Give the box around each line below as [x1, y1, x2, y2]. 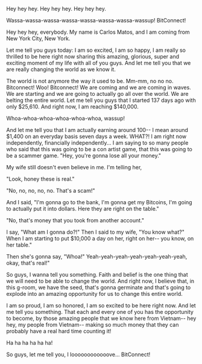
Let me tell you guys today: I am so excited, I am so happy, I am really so [6, 46, 186, 54]
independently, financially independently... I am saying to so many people [6, 139, 189, 146]
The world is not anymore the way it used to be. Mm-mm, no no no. [6, 78, 174, 84]
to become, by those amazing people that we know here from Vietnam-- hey [6, 315, 197, 322]
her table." [6, 241, 32, 248]
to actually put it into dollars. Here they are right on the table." [6, 205, 160, 212]
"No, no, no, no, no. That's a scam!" [6, 187, 95, 194]
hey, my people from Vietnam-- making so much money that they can [6, 321, 179, 328]
